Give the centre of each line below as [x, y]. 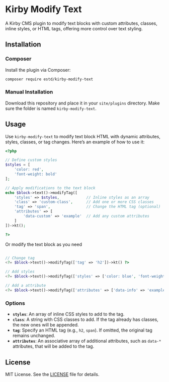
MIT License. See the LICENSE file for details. [52, 374]
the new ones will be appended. [46, 325]
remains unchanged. [34, 336]
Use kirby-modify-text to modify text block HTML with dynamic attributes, [83, 136]
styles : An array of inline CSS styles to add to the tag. [68, 314]
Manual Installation [29, 92]
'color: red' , [29, 170]
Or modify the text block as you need [44, 244]
